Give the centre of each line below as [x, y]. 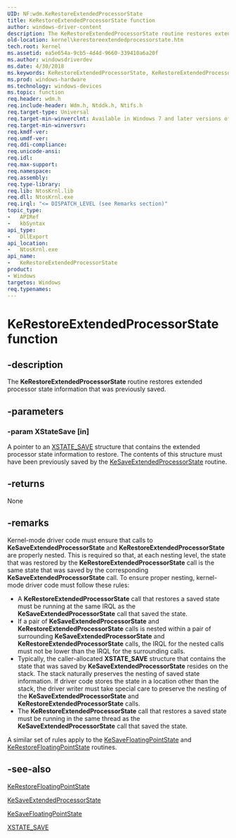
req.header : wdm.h [34, 99]
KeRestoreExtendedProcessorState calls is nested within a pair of [114, 629]
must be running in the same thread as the [79, 718]
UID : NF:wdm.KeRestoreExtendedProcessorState [75, 14]
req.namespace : [29, 171]
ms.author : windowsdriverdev [50, 60]
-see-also [29, 769]
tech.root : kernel [34, 47]
